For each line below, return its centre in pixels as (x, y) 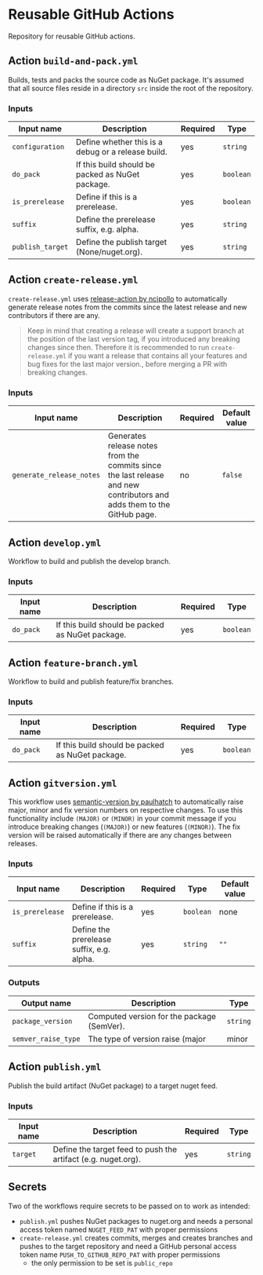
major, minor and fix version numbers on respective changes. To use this (125, 810)
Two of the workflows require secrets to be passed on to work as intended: (129, 1206)
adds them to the (139, 505)
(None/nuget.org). (109, 252)
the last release (136, 475)
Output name (46, 1003)
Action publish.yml (55, 1067)
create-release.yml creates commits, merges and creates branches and (136, 1237)
